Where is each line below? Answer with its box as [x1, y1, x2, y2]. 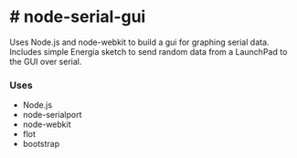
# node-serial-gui [9, 6, 146, 27]
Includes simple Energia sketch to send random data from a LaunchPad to [9, 46, 288, 57]
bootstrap [22, 139, 60, 150]
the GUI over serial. [9, 56, 82, 67]
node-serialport [22, 110, 82, 121]
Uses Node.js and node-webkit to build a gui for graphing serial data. [9, 37, 270, 47]
